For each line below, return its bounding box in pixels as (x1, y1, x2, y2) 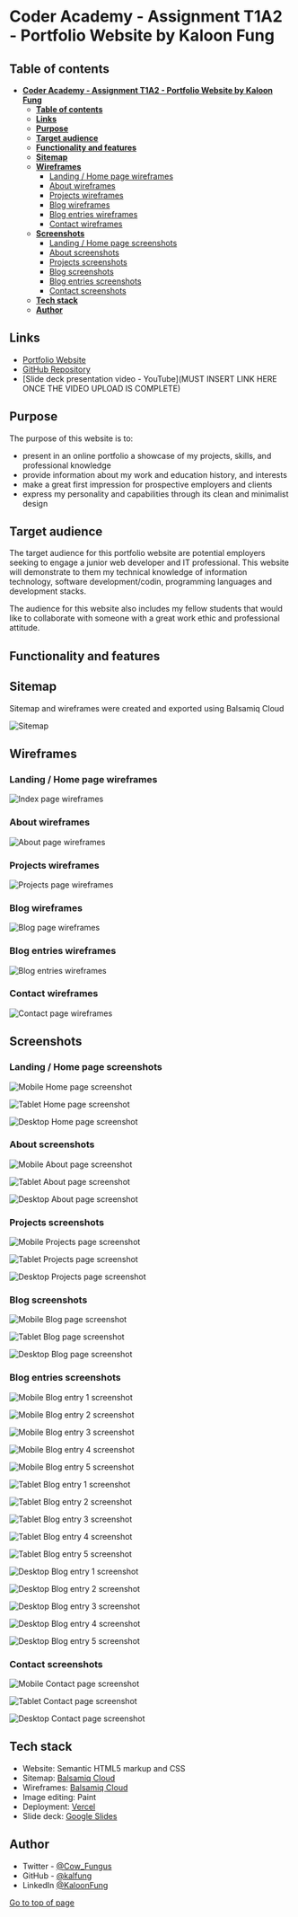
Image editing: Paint (22, 1791, 97, 1802)
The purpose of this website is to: (9, 433, 134, 444)
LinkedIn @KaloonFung (22, 1879, 109, 1890)
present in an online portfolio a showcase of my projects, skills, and (22, 450, 272, 461)
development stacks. (9, 586, 87, 596)
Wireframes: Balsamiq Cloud (22, 1781, 128, 1793)
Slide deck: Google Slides (22, 1810, 118, 1821)
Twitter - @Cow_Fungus (22, 1860, 112, 1871)
